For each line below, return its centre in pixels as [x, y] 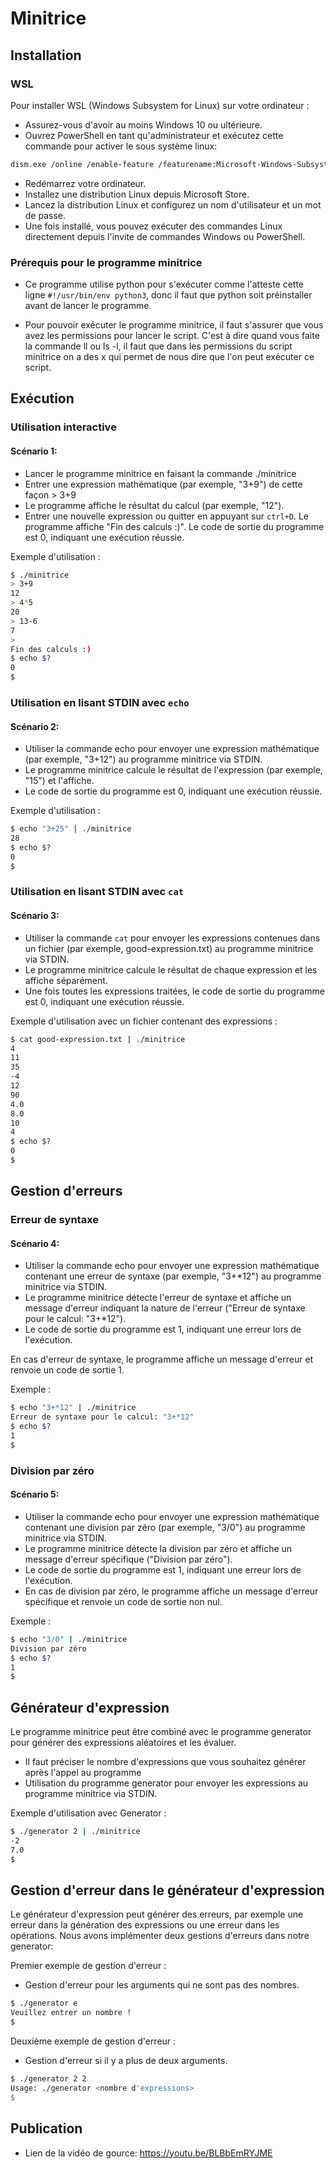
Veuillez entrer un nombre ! [71, 2013]
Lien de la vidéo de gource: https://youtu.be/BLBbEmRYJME [148, 2153]
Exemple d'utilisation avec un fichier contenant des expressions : [144, 1021]
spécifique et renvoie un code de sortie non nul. [123, 1601]
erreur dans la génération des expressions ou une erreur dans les [145, 1925]
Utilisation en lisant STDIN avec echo [100, 702]
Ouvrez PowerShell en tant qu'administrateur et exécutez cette [154, 135]
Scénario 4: [35, 1243]
